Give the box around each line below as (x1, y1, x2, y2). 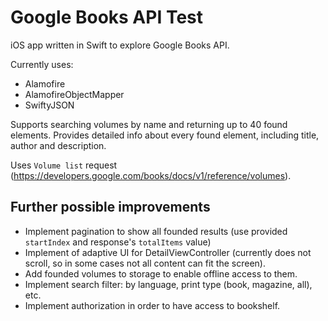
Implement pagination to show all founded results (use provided (24, 225, 288, 237)
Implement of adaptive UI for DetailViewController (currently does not (24, 246, 312, 258)
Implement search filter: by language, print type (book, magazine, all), (24, 278, 313, 290)
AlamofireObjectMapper (24, 88, 125, 100)
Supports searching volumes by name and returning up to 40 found (10, 118, 288, 130)
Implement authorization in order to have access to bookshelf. (24, 299, 281, 311)
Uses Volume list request (10, 159, 118, 171)
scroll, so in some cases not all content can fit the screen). (24, 257, 266, 269)
